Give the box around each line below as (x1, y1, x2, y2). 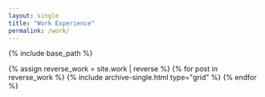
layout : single (8, 11, 59, 20)
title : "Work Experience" (8, 19, 95, 27)
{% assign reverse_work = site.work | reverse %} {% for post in (8, 64, 218, 74)
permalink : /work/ (8, 26, 70, 34)
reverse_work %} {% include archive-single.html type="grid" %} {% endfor (8, 73, 257, 83)
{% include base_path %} (8, 49, 93, 59)
